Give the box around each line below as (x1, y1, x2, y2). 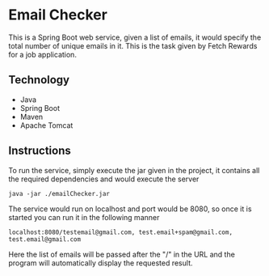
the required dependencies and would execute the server (8, 174, 200, 184)
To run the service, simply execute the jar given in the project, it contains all (8, 165, 260, 175)
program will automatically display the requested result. (8, 257, 193, 268)
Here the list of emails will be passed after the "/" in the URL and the (8, 249, 236, 259)
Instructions (8, 144, 71, 158)
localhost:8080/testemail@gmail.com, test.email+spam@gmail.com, (8, 228, 233, 236)
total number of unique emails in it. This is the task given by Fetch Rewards (8, 40, 258, 50)
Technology (8, 73, 70, 87)
